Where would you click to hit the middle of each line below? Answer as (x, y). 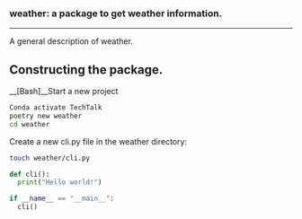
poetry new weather (46, 116)
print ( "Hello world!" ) (60, 182)
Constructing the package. (86, 70)
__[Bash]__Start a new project (64, 92)
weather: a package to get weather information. (116, 13)
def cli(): (30, 174)
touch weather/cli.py (50, 158)
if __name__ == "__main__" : (62, 199)
